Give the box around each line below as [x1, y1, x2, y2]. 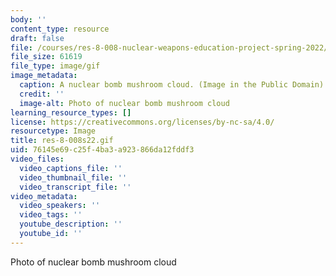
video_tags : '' [19, 210, 83, 220]
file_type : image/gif [10, 61, 101, 71]
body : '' [10, 14, 47, 25]
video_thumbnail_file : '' [19, 172, 128, 183]
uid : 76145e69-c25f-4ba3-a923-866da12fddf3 [10, 145, 195, 155]
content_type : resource [10, 24, 110, 34]
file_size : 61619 [10, 52, 83, 62]
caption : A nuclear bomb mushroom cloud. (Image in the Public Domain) [19, 80, 325, 90]
